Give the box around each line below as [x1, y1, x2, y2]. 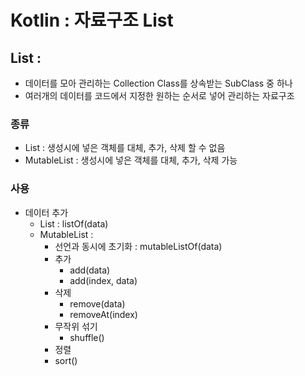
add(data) [69, 264, 111, 276]
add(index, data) [69, 274, 138, 286]
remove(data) [69, 297, 126, 310]
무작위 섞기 [54, 320, 98, 332]
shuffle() [69, 331, 105, 343]
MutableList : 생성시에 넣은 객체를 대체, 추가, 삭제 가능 [24, 154, 238, 166]
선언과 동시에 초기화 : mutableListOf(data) [54, 240, 223, 252]
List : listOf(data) [39, 217, 109, 230]
